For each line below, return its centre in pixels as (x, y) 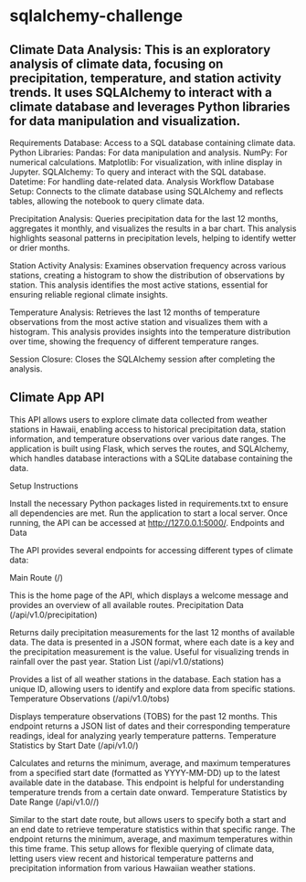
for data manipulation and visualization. (125, 121)
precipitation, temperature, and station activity (145, 78)
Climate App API (57, 398)
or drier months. (40, 248)
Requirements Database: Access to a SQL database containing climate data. (153, 143)
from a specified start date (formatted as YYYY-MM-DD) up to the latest (145, 772)
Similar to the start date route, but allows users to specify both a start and (148, 819)
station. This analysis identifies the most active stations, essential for (139, 285)
